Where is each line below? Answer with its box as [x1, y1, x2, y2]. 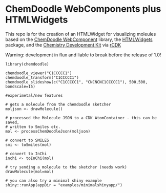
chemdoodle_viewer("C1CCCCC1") [5, 70, 72, 76]
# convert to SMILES [5, 138, 50, 143]
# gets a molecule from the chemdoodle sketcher [5, 102, 111, 107]
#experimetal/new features [5, 93, 63, 98]
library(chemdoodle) [5, 61, 50, 67]
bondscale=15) [5, 84, 36, 89]
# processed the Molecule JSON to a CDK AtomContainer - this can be [5, 115, 157, 120]
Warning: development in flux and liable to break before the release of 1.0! [5, 52, 161, 58]
